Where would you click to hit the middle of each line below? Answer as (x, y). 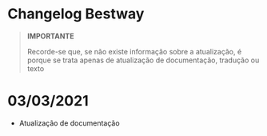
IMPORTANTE (50, 36)
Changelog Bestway (76, 14)
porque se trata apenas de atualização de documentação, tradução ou (143, 60)
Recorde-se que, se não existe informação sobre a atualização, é (134, 51)
